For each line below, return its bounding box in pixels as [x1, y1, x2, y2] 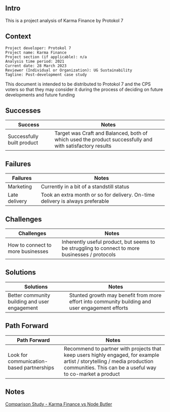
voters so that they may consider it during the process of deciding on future [5, 86, 163, 93]
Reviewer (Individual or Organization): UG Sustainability [5, 68, 133, 73]
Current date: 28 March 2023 [5, 63, 67, 68]
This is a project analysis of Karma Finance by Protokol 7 [5, 17, 123, 23]
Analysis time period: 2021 [5, 59, 65, 64]
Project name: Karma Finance [5, 50, 67, 55]
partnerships [23, 364, 55, 371]
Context [5, 32, 31, 41]
